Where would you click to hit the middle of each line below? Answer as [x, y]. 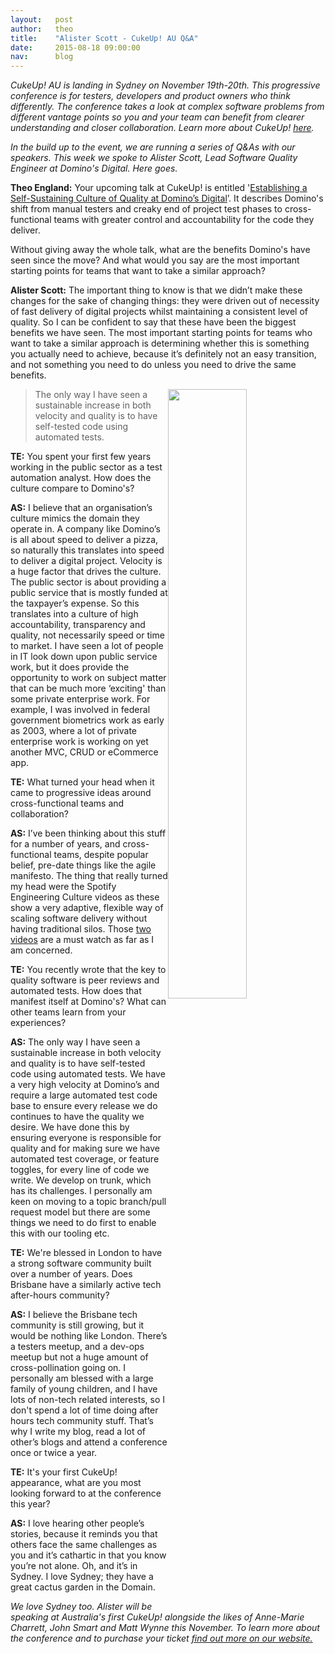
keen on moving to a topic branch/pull [88, 1202]
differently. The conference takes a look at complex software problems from [167, 107]
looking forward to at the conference [86, 1493]
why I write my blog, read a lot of [78, 1432]
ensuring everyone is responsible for [86, 1138]
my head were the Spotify [63, 887]
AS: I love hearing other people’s [77, 1523]
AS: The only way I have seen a [75, 1042]
